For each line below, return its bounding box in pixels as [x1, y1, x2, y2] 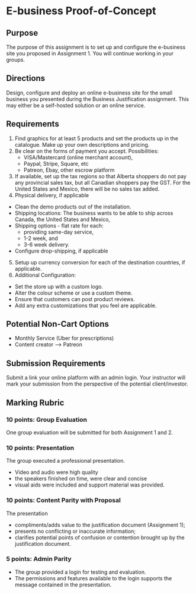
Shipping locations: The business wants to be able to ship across [14, 209, 173, 216]
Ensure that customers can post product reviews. [14, 295, 135, 302]
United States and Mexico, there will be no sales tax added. [14, 185, 160, 192]
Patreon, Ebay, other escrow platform [23, 166, 115, 173]
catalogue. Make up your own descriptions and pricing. [14, 141, 150, 148]
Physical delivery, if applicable [14, 191, 89, 198]
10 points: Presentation [6, 444, 75, 452]
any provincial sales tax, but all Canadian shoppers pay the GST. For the [14, 179, 191, 186]
